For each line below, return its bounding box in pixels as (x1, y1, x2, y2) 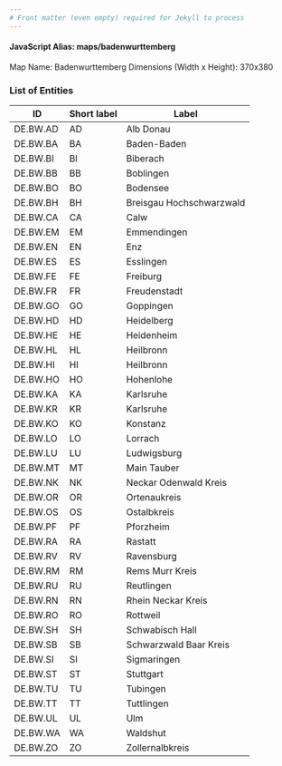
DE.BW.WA (14, 727, 61, 740)
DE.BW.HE (14, 329, 59, 342)
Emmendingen (126, 226, 188, 238)
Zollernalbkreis (126, 742, 190, 754)
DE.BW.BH (14, 197, 59, 209)
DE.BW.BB (14, 167, 58, 179)
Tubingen (126, 683, 167, 695)
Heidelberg (126, 315, 174, 327)
